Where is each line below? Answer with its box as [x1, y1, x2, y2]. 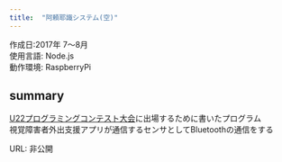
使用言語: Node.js [9, 50, 75, 61]
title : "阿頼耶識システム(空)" [9, 13, 119, 22]
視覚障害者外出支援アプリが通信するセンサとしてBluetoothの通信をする [9, 124, 274, 135]
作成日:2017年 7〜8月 [9, 39, 88, 49]
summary [9, 88, 65, 103]
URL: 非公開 [9, 143, 54, 154]
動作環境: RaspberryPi [9, 61, 92, 72]
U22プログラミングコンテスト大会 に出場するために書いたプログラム [9, 113, 262, 124]
